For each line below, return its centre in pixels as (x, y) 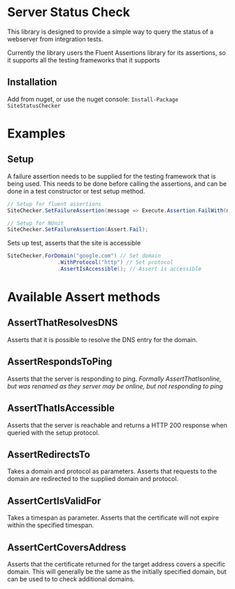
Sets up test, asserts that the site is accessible (74, 243)
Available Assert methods (84, 297)
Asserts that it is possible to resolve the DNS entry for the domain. (102, 339)
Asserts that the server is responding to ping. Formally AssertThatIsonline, (114, 379)
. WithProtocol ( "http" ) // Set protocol (115, 263)
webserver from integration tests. (55, 39)
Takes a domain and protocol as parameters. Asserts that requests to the (112, 471)
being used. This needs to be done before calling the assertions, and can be (117, 184)
